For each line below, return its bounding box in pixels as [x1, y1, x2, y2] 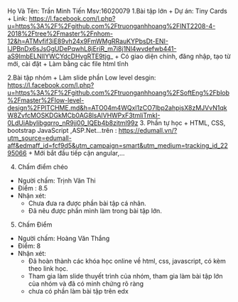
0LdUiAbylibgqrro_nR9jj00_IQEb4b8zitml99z [7, 119, 139, 127]
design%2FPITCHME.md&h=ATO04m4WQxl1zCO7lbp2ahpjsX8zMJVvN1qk [7, 104, 227, 112]
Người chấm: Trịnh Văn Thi [17, 176, 96, 185]
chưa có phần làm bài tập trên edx [28, 287, 129, 295]
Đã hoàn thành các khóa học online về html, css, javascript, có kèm [28, 257, 226, 265]
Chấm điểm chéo [17, 163, 68, 171]
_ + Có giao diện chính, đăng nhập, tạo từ [109, 52, 231, 60]
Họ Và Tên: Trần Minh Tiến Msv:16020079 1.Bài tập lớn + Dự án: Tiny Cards [7, 7, 227, 15]
